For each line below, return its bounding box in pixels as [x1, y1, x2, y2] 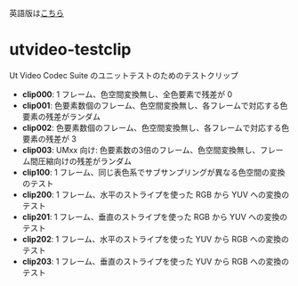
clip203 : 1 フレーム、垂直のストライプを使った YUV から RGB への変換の [21, 256, 289, 266]
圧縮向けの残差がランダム [37, 155, 132, 167]
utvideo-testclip [9, 39, 132, 60]
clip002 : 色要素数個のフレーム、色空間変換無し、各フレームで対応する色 [21, 122, 290, 133]
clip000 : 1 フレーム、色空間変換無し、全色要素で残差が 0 [21, 88, 233, 100]
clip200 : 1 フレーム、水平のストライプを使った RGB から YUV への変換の [21, 189, 290, 200]
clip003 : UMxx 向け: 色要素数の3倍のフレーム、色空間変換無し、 [21, 144, 261, 155]
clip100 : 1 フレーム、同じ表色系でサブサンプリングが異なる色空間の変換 [21, 167, 286, 177]
